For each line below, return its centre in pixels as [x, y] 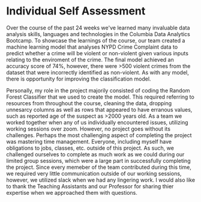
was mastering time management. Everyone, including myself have [89, 141]
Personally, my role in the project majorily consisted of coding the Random [98, 90]
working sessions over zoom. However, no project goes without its [88, 129]
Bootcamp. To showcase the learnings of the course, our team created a [96, 40]
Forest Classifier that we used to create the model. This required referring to [100, 97]
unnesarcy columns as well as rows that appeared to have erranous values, [99, 109]
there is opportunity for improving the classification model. [79, 79]
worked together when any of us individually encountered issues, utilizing [97, 122]
